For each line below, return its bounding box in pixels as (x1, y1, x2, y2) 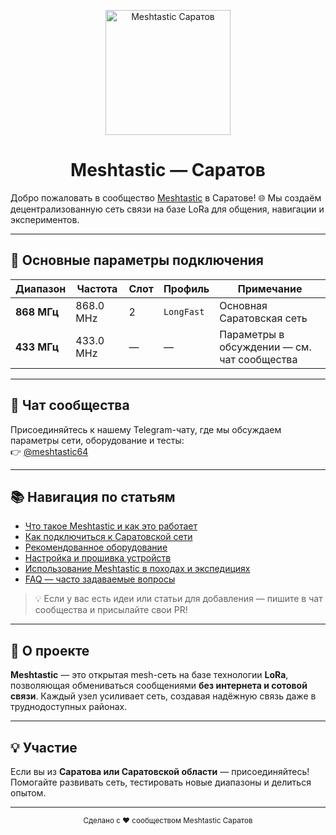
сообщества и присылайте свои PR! (34, 604, 188, 616)
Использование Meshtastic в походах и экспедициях (24, 563, 251, 575)
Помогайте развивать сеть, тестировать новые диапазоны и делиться (10, 776, 312, 788)
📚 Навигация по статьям (10, 488, 176, 505)
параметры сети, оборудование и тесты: (10, 434, 185, 446)
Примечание (237, 281, 303, 295)
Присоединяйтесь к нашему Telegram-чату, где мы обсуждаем (10, 423, 282, 435)
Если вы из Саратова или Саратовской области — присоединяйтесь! (10, 766, 310, 777)
